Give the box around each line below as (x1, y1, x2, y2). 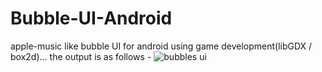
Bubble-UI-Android (10, 7, 173, 30)
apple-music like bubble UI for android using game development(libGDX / (10, 40, 313, 52)
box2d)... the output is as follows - (10, 50, 152, 62)
